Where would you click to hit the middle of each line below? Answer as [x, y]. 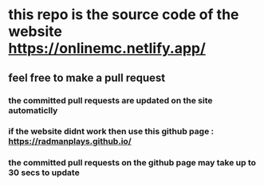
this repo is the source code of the [124, 15]
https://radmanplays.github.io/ [70, 141]
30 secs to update [44, 172]
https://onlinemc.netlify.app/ [107, 48]
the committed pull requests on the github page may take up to [132, 163]
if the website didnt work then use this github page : [111, 131]
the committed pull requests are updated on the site [110, 100]
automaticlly [33, 110]
